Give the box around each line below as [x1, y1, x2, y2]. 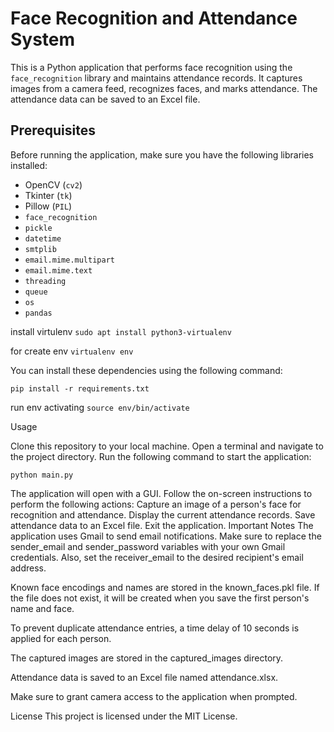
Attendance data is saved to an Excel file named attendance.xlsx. [10, 671, 279, 683]
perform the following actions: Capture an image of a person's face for [10, 498, 302, 510]
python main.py [10, 470, 74, 480]
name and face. [10, 602, 75, 614]
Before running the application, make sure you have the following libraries [10, 148, 315, 161]
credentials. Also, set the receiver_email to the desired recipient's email [10, 551, 304, 563]
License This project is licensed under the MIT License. [10, 710, 238, 722]
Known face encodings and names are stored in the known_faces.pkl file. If [10, 581, 320, 593]
